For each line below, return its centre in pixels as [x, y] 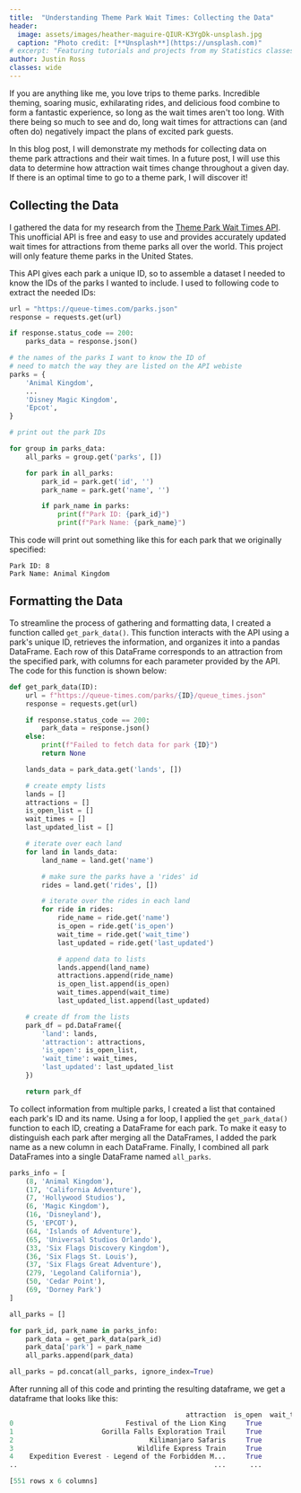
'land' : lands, [70, 1033]
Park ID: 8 [30, 566]
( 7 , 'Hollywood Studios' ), [76, 1198]
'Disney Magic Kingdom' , [72, 400]
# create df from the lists [77, 1017]
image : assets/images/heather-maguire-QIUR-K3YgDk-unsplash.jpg [140, 34]
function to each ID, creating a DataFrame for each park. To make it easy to [148, 1128]
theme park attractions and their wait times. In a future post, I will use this [145, 158]
